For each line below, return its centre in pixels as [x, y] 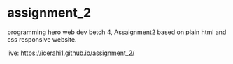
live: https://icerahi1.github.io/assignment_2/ [71, 53]
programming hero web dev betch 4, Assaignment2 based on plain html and [117, 32]
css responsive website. [42, 39]
